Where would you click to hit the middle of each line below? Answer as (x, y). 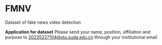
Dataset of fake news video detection (43, 22)
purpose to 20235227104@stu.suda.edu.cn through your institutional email (81, 37)
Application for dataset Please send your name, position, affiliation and (78, 32)
